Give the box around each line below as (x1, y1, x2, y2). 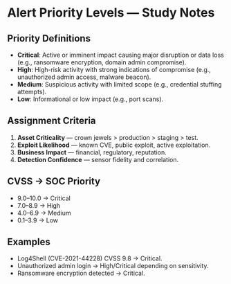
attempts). (17, 88, 47, 96)
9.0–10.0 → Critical (17, 194, 71, 202)
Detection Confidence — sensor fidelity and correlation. (17, 155, 179, 163)
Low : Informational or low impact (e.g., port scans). (17, 95, 164, 103)
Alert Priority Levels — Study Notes (7, 5, 215, 21)
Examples (7, 236, 50, 248)
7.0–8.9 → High (17, 201, 61, 209)
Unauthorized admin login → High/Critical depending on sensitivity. (17, 262, 209, 270)
